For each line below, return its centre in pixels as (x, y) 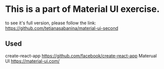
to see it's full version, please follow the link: (51, 23)
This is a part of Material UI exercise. (82, 9)
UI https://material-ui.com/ (32, 61)
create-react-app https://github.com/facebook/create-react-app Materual (81, 56)
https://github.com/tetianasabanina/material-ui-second (62, 28)
